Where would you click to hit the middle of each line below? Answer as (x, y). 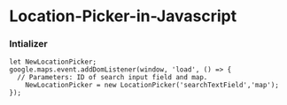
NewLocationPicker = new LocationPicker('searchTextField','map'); (152, 86)
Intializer (29, 44)
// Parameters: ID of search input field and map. (112, 78)
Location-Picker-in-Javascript (123, 16)
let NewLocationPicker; (53, 62)
